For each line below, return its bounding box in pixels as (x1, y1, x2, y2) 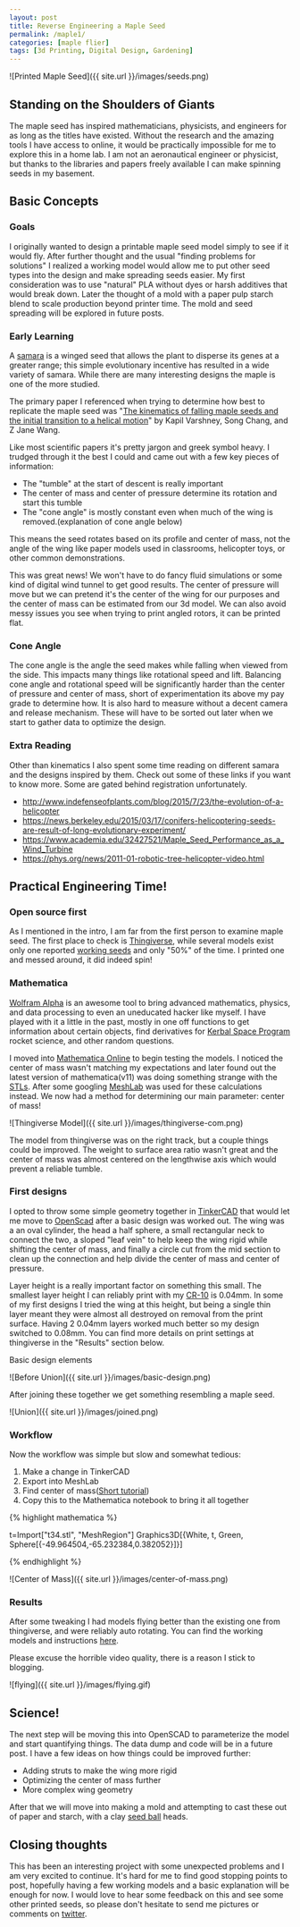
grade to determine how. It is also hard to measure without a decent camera (9, 698, 288, 709)
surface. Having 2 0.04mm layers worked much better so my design (9, 1318, 260, 1329)
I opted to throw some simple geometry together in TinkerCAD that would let (9, 1205, 290, 1216)
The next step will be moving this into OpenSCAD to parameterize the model (9, 1729, 290, 1740)
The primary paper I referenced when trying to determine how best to (9, 395, 265, 407)
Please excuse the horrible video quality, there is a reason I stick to (9, 1652, 256, 1663)
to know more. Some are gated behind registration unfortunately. (9, 779, 247, 790)
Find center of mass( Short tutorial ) (21, 1485, 150, 1496)
